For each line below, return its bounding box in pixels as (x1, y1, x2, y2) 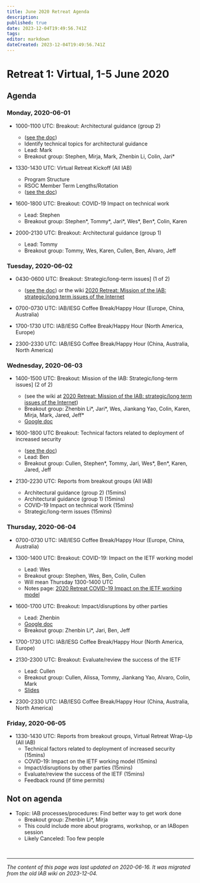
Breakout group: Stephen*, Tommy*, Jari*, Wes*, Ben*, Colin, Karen (24, 217, 188, 224)
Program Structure (24, 176, 70, 183)
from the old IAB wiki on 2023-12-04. (7, 869, 98, 876)
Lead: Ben (24, 454, 49, 461)
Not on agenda (7, 794, 62, 804)
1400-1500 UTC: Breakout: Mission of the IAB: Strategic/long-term (15, 375, 178, 382)
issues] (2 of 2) (15, 381, 53, 388)
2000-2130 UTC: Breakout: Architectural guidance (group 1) (15, 229, 162, 236)
